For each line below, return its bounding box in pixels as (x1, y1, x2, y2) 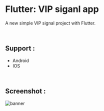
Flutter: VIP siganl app (5, 3, 99, 15)
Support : (5, 44, 35, 53)
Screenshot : (5, 87, 46, 95)
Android (12, 57, 29, 63)
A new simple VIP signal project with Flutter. (5, 20, 96, 26)
